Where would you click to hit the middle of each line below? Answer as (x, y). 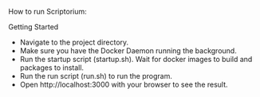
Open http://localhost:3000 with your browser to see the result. (124, 84)
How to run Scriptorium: (48, 12)
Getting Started (33, 27)
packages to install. (52, 68)
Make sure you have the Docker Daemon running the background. (128, 50)
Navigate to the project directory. (74, 42)
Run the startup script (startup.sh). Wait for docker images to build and (136, 59)
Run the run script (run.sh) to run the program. (96, 76)
